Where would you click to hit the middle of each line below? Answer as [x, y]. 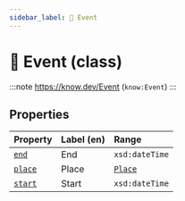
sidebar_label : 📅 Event [54, 17]
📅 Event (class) [66, 61]
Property [33, 139]
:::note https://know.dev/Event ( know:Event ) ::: [93, 87]
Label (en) [83, 139]
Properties [39, 114]
